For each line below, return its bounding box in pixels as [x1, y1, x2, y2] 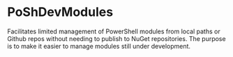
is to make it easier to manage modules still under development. [7, 42, 190, 50]
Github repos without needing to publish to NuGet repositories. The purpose [7, 34, 226, 42]
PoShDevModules [7, 4, 114, 20]
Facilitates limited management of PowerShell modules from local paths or [7, 27, 221, 35]
